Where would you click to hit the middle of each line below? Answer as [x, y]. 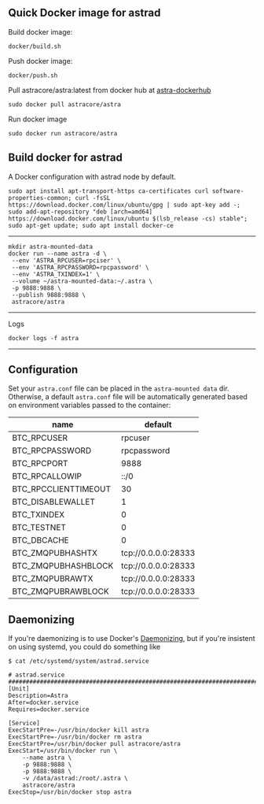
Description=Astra [38, 696]
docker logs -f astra [44, 338]
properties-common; [40, 198]
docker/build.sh [35, 46]
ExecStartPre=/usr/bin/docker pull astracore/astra [94, 744]
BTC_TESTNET [39, 528]
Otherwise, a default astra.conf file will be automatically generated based [128, 397]
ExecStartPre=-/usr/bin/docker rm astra [75, 737]
